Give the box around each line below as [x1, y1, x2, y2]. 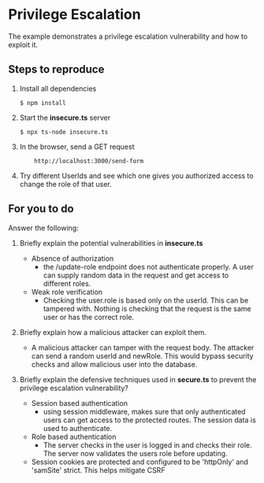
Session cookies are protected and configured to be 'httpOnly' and [31, 457, 248, 466]
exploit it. [8, 39, 38, 49]
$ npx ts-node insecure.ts [19, 128, 109, 136]
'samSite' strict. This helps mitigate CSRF [31, 465, 165, 474]
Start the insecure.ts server [19, 113, 111, 122]
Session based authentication [31, 398, 128, 407]
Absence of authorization [31, 254, 114, 263]
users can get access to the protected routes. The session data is [43, 415, 256, 425]
